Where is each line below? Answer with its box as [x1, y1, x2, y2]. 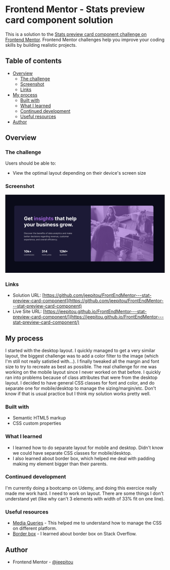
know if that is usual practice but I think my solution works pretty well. [5, 390, 151, 397]
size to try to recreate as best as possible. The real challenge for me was [5, 363, 157, 369]
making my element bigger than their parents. [12, 461, 108, 467]
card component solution [5, 14, 113, 26]
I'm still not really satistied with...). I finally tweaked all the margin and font [5, 358, 159, 364]
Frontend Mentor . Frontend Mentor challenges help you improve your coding [5, 37, 165, 43]
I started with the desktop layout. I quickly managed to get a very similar [5, 347, 156, 354]
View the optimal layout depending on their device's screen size [12, 170, 146, 176]
